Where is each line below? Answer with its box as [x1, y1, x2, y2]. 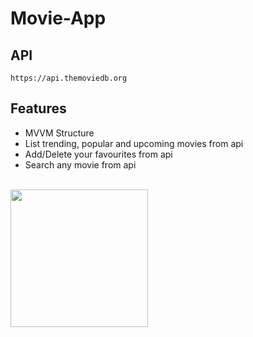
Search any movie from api [24, 158, 137, 171]
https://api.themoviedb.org [10, 73, 128, 83]
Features [10, 100, 67, 117]
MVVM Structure [24, 127, 95, 139]
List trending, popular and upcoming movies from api [24, 137, 244, 149]
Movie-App [10, 7, 107, 30]
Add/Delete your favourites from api [24, 148, 173, 160]
